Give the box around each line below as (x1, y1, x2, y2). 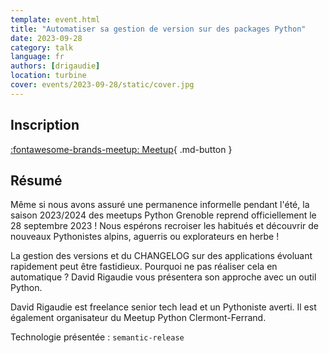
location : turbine (10, 71, 87, 81)
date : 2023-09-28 (10, 33, 83, 43)
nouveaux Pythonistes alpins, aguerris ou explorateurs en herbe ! (10, 231, 280, 243)
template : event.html (10, 14, 101, 25)
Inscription (10, 117, 80, 134)
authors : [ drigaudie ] (10, 61, 101, 71)
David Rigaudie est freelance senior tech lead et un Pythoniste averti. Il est (10, 301, 317, 313)
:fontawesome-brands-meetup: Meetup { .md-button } (10, 143, 233, 155)
